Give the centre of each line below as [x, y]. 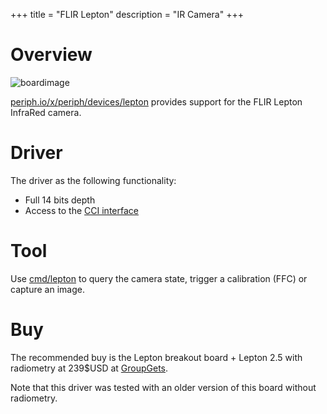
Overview [51, 55]
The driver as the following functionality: [93, 180]
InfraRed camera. [46, 112]
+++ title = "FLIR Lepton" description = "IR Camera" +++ [127, 14]
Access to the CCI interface [81, 210]
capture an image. [47, 289]
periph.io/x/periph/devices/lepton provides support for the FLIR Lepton [156, 101]
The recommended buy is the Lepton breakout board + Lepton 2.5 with [156, 357]
